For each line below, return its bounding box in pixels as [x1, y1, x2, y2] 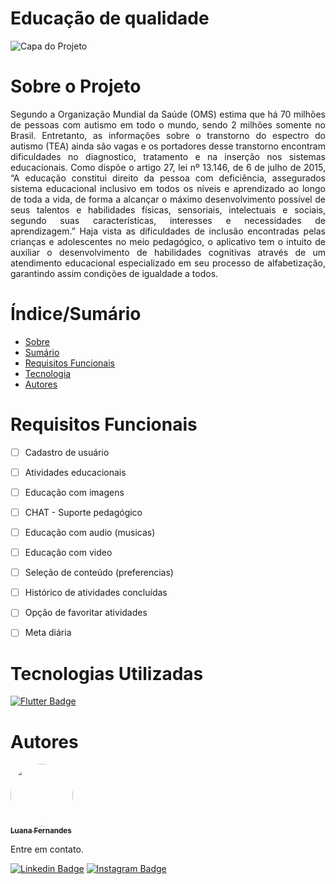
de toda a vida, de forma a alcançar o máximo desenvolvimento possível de [10, 193, 326, 205]
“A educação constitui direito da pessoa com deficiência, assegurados [10, 172, 326, 184]
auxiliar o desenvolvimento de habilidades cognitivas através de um [10, 246, 326, 258]
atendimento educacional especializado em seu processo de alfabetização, [10, 257, 326, 269]
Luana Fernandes [10, 826, 72, 836]
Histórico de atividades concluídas [24, 587, 168, 599]
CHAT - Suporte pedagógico [24, 506, 143, 518]
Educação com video [24, 547, 113, 559]
